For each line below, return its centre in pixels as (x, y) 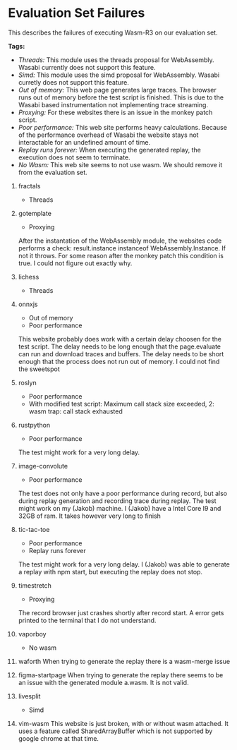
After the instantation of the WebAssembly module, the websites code (120, 241)
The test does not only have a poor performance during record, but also (123, 493)
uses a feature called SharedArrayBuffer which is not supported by (115, 731)
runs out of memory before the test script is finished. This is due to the (121, 97)
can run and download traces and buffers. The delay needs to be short (121, 353)
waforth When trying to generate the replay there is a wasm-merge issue (124, 661)
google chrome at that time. (59, 738)
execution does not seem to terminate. (74, 157)
